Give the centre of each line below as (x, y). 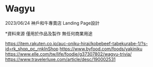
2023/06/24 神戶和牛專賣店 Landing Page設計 (52, 23)
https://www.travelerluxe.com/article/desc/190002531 (60, 59)
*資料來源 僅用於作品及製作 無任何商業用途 (49, 33)
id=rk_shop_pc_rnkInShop (32, 49)
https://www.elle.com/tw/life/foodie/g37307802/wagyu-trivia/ (68, 54)
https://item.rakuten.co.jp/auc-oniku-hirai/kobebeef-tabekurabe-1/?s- (76, 43)
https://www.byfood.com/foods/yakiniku (101, 49)
